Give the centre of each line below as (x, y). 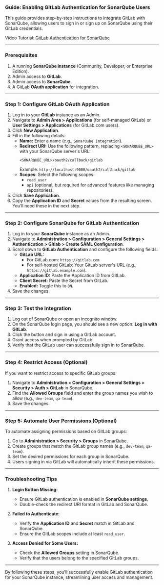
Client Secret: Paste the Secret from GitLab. (64, 280)
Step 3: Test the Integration (38, 308)
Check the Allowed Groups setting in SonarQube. (69, 553)
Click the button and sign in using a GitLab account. (64, 334)
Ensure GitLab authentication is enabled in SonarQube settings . (84, 499)
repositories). (40, 190)
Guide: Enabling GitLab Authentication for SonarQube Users (78, 7)
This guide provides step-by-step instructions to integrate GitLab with (75, 18)
